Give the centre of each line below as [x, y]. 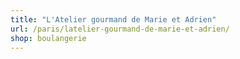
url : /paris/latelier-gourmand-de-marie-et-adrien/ [120, 29]
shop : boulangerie [48, 38]
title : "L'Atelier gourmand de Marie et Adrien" [113, 19]
